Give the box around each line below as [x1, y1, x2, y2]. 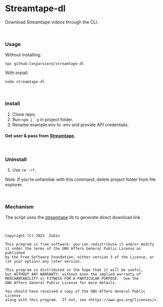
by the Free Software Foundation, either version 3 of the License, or [5, 255, 154, 260]
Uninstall [5, 156, 27, 163]
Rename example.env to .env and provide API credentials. [12, 122, 129, 128]
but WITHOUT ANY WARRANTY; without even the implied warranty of [5, 272, 141, 277]
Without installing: [5, 52, 42, 58]
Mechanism [5, 203, 34, 210]
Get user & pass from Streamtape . [5, 133, 76, 139]
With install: [5, 70, 29, 76]
